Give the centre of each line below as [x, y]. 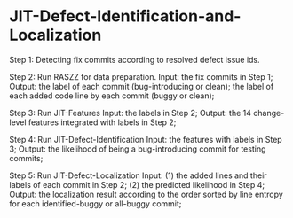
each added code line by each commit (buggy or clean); [112, 96]
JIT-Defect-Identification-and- [125, 16]
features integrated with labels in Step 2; [102, 122]
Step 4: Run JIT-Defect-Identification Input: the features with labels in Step [146, 139]
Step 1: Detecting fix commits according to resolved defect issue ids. [135, 59]
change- [269, 113]
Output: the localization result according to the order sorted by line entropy [146, 194]
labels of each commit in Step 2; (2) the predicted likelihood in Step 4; [137, 184]
